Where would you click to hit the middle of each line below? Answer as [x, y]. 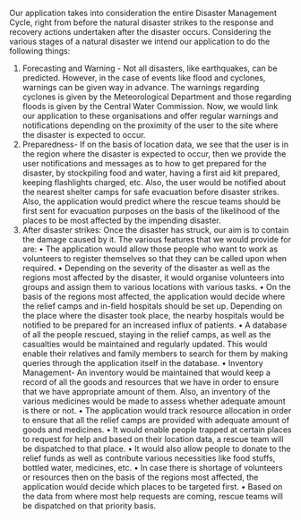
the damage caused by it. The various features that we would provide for [156, 239]
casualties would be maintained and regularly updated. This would [145, 344]
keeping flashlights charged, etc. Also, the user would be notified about [154, 182]
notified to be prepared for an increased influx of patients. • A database [155, 325]
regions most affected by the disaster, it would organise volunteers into [153, 277]
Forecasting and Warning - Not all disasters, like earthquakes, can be [150, 68]
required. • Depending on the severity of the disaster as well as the [146, 268]
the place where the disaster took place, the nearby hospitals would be [153, 315]
